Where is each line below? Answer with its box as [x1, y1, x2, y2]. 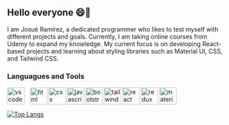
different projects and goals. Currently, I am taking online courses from [7, 32, 208, 41]
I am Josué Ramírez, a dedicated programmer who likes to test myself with [7, 25, 219, 33]
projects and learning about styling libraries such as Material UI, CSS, [26, 47, 223, 55]
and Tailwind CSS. [7, 54, 59, 62]
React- [202, 39, 221, 48]
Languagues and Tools [7, 71, 85, 81]
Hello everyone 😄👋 [7, 7, 91, 19]
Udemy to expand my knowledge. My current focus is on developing [7, 39, 201, 48]
